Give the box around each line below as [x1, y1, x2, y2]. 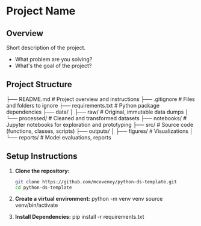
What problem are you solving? [14, 56, 93, 63]
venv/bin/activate [14, 201, 58, 209]
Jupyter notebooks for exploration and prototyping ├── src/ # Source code [6, 121, 194, 128]
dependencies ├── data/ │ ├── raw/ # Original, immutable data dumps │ [6, 108, 189, 115]
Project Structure [6, 79, 72, 90]
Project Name [6, 4, 76, 18]
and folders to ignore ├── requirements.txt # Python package [6, 102, 160, 109]
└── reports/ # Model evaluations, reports [6, 133, 111, 141]
